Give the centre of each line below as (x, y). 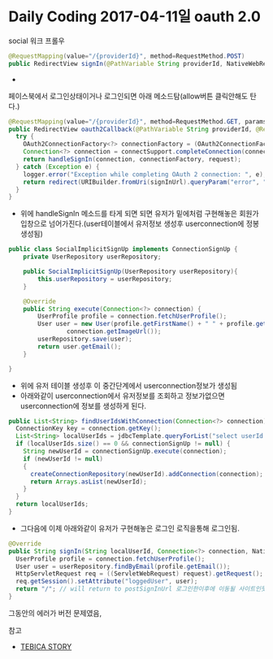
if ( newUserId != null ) (63, 459)
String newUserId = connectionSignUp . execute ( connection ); (125, 452)
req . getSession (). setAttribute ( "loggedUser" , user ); (107, 582)
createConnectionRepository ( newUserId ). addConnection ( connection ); (147, 474)
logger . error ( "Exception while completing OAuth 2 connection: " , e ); (145, 174)
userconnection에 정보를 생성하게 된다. (83, 405)
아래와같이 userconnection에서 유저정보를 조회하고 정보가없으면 (122, 396)
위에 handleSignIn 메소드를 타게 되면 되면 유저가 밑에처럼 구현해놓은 (129, 214)
